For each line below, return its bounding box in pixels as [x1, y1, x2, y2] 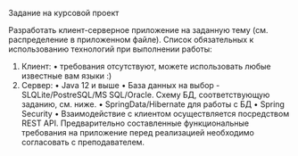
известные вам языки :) [21, 70, 112, 81]
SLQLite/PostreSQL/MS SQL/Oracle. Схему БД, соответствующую [21, 89, 270, 100]
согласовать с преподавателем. [21, 137, 145, 147]
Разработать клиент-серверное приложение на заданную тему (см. [8, 25, 269, 35]
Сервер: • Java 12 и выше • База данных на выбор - [21, 80, 220, 90]
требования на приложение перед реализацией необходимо [21, 127, 255, 137]
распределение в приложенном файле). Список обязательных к [8, 35, 254, 45]
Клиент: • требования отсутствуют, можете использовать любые [21, 62, 271, 71]
